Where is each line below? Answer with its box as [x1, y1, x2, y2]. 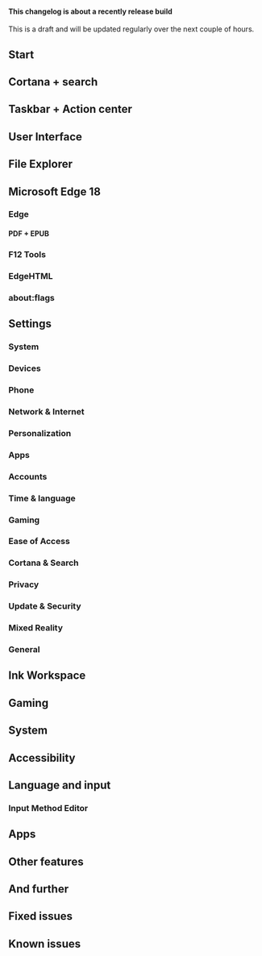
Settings [8, 317, 52, 330]
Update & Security [8, 601, 82, 612]
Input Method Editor [8, 802, 89, 813]
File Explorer [8, 157, 73, 171]
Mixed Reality [8, 622, 63, 634]
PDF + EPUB [8, 229, 50, 239]
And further [8, 883, 69, 896]
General [8, 644, 40, 655]
